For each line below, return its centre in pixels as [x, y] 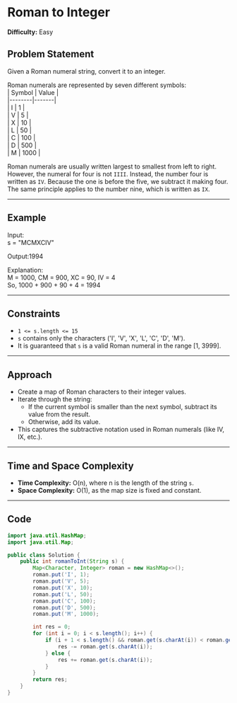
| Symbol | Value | [33, 92]
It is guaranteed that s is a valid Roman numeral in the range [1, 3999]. [119, 346]
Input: [16, 235]
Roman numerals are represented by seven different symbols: [97, 85]
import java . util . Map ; [41, 542]
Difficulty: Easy [30, 32]
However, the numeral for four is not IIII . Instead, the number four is [108, 173]
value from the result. [59, 414]
